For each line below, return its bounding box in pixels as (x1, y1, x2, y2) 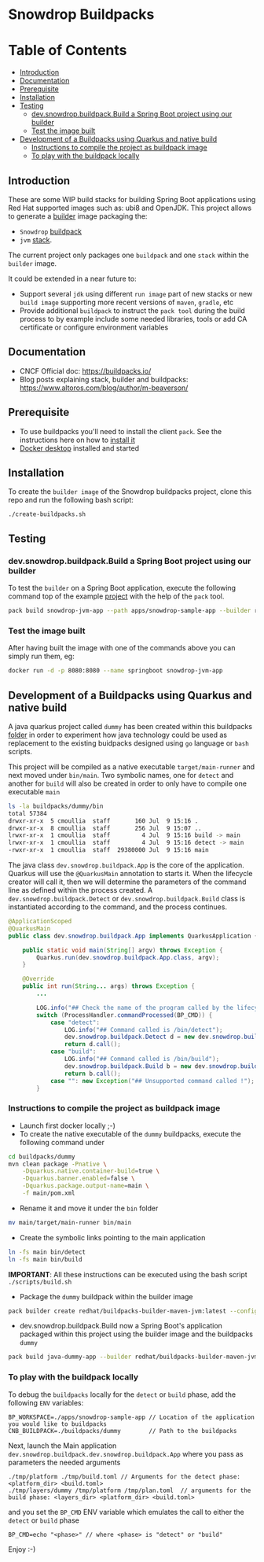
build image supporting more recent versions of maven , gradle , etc (19, 297, 234, 307)
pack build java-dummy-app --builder (8, 1353, 132, 1361)
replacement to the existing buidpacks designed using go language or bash (8, 738, 249, 748)
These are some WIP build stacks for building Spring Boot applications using (8, 194, 256, 204)
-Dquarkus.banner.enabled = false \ (22, 1174, 135, 1183)
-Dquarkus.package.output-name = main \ (22, 1182, 149, 1190)
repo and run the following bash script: (8, 495, 134, 505)
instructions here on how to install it (19, 435, 135, 444)
